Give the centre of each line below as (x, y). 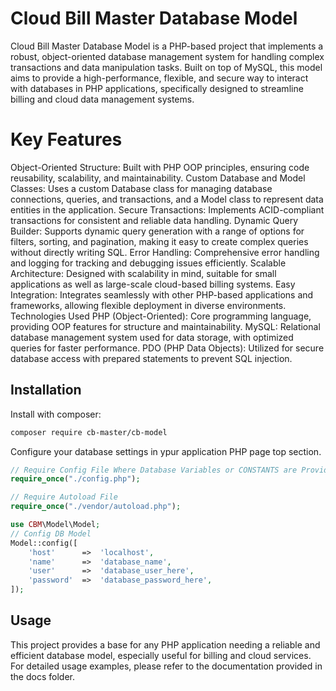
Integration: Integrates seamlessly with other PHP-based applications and (162, 294)
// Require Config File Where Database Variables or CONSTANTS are (154, 470)
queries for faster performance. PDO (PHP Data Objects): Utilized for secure (167, 348)
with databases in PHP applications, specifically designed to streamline (157, 88)
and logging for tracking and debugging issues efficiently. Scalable (148, 263)
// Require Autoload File (64, 497)
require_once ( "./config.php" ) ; (75, 479)
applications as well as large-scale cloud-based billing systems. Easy (153, 284)
